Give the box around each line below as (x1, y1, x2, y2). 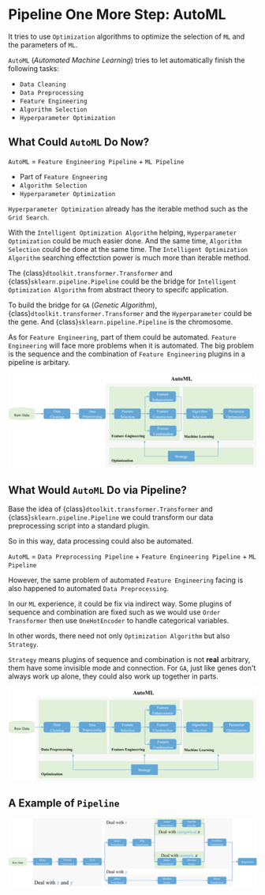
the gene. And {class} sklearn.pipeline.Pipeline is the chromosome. (8, 317, 233, 326)
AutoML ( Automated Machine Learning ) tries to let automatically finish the (8, 55, 245, 65)
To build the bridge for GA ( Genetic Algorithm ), (8, 300, 158, 310)
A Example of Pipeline (8, 796, 120, 810)
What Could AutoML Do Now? (8, 136, 150, 149)
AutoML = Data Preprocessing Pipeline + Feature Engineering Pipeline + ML (8, 551, 256, 562)
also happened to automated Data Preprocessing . (8, 584, 170, 593)
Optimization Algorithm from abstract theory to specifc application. (8, 284, 229, 294)
